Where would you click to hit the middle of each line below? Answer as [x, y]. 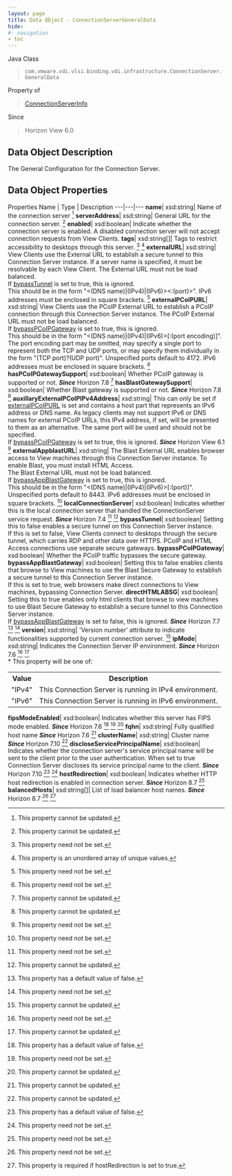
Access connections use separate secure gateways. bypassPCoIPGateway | [116, 548]
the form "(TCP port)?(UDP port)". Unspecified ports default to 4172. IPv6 [112, 358]
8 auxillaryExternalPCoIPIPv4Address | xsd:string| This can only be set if [112, 397]
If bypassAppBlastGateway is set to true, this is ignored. [87, 480]
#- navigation [28, 33]
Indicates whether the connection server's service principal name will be [111, 751]
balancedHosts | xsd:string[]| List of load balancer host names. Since [106, 790]
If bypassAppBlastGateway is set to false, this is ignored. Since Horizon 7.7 [114, 621]
